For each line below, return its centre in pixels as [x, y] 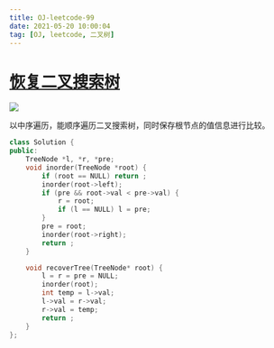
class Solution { [42, 142]
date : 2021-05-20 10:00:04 [60, 26]
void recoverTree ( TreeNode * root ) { [95, 268]
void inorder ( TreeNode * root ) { [86, 168]
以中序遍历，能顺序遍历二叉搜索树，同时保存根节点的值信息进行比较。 [140, 125]
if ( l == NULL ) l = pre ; [104, 210]
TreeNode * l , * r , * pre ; [70, 160]
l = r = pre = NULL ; [80, 276]
